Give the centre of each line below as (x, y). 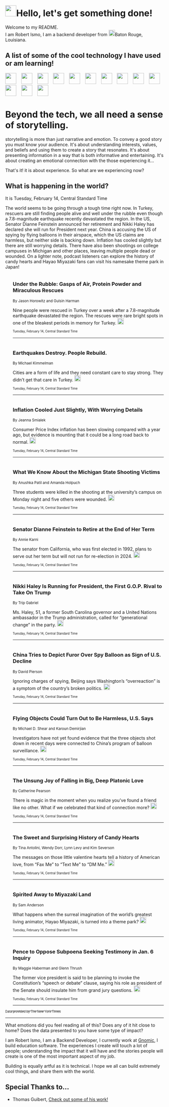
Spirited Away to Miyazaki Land (52, 895)
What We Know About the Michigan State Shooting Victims (86, 472)
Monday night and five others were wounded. (60, 499)
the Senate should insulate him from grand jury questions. (72, 990)
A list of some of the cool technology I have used (83, 56)
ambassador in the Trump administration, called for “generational (80, 618)
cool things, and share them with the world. (50, 1071)
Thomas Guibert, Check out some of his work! (60, 1099)
